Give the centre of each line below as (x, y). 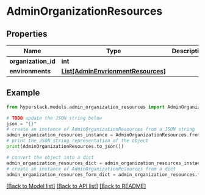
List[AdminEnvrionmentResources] (113, 71)
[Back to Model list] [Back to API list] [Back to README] (76, 186)
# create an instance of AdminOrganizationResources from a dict (91, 169)
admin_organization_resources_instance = (60, 135)
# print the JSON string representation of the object (77, 141)
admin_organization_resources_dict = (54, 163)
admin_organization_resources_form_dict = (61, 175)
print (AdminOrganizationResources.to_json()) (65, 147)
